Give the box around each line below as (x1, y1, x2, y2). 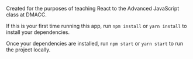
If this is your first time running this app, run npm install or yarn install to (6, 23, 187, 29)
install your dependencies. (6, 29, 70, 36)
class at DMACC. (6, 11, 47, 18)
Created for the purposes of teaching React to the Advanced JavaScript (6, 5, 180, 12)
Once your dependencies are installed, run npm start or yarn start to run (6, 40, 184, 47)
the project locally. (6, 46, 51, 53)
